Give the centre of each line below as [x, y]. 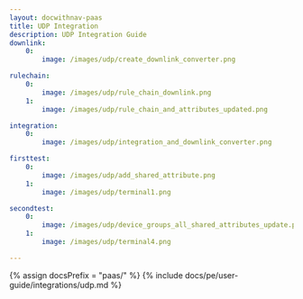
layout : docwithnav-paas [56, 18]
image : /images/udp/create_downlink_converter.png [139, 59]
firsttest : [30, 159]
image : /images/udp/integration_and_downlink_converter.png [157, 142]
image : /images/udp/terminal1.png [106, 192]
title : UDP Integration [54, 26]
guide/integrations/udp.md [59, 285]
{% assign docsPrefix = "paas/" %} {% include [96, 275]
